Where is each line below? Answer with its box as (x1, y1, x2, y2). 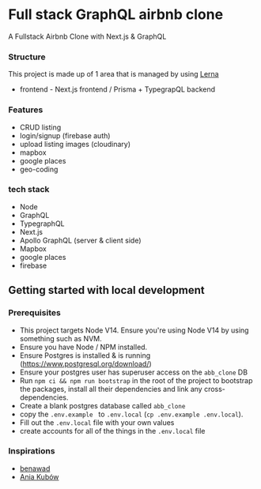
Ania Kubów (19, 472, 59, 481)
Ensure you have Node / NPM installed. (19, 342, 148, 352)
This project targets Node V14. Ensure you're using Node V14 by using (19, 325, 249, 335)
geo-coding (19, 164, 59, 174)
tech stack (8, 184, 50, 195)
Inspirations (8, 446, 55, 457)
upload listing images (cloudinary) (19, 139, 131, 149)
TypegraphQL (19, 219, 65, 228)
